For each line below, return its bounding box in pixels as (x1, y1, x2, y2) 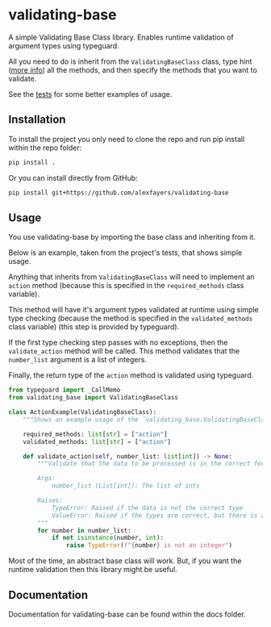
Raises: (37, 496, 63, 505)
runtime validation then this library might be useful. (8, 565, 177, 575)
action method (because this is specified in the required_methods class (8, 281, 244, 291)
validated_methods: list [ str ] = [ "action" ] (23, 437, 172, 445)
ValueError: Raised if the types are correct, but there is (51, 511, 258, 520)
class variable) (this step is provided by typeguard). (8, 322, 180, 332)
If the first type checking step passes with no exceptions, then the (8, 337, 228, 348)
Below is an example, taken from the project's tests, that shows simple (8, 248, 243, 257)
